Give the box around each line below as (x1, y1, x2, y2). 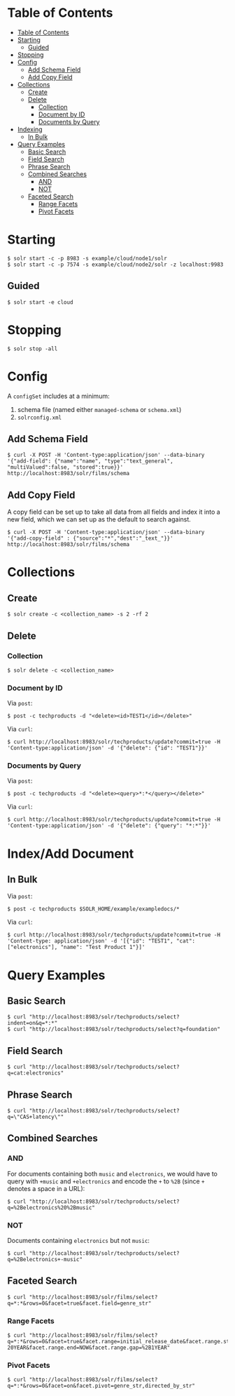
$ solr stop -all (7, 345, 58, 352)
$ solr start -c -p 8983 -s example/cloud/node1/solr (7, 255, 168, 262)
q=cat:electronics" (7, 1070, 64, 1077)
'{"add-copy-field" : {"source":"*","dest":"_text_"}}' (7, 535, 173, 542)
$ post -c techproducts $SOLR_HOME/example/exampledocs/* (7, 905, 180, 913)
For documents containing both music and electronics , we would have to (7, 1169, 218, 1178)
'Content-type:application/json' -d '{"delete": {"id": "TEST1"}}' (7, 745, 208, 752)
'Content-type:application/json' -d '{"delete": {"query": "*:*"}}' (7, 823, 211, 830)
